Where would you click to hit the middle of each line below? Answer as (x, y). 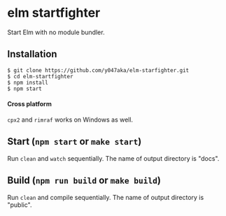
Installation (32, 54)
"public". (20, 205)
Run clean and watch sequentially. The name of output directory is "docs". (113, 158)
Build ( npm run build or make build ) (84, 181)
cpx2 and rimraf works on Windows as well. (70, 120)
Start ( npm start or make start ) (75, 142)
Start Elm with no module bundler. (56, 32)
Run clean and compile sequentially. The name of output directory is (106, 197)
